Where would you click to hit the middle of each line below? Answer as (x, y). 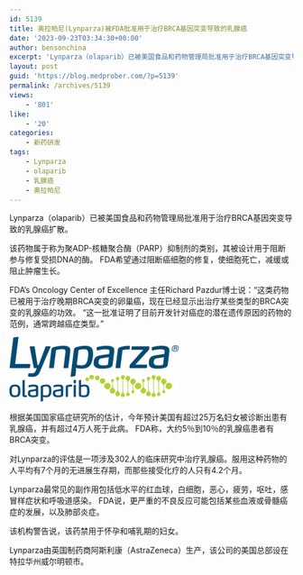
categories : (32, 133)
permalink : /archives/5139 (60, 86)
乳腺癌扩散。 (49, 229)
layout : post (34, 67)
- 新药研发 (43, 143)
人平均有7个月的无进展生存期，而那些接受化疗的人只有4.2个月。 (129, 470)
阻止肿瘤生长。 (37, 271)
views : (22, 95)
